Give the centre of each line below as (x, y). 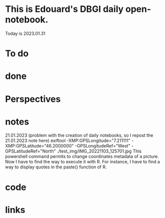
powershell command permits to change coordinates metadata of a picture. (82, 156)
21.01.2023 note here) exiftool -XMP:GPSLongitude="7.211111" (68, 141)
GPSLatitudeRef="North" (30, 151)
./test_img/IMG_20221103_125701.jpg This (99, 151)
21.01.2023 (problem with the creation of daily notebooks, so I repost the (79, 136)
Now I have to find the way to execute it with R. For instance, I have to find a (82, 162)
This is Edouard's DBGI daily (64, 9)
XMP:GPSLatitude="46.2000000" (40, 146)
